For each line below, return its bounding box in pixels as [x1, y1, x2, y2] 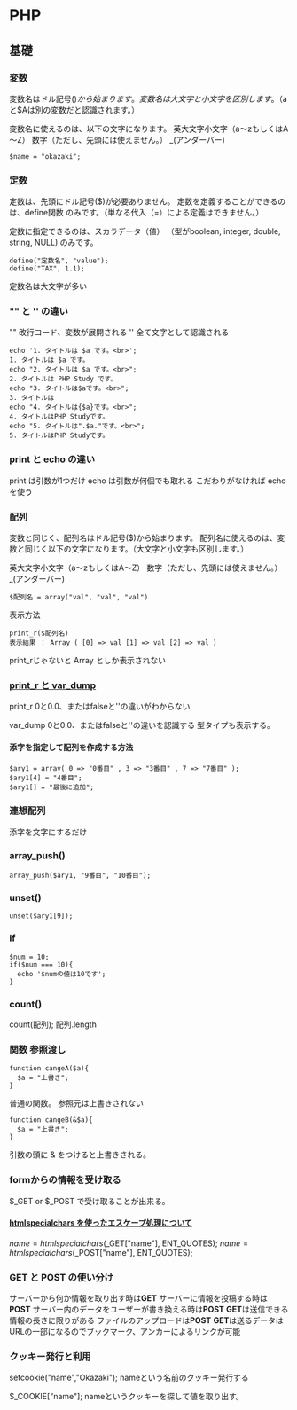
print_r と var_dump [9, 679, 97, 692]
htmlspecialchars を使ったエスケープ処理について [9, 1218, 193, 1228]
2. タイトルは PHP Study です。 [9, 374, 118, 384]
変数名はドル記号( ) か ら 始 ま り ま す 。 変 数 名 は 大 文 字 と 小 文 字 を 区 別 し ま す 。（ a [9, 93, 288, 104]
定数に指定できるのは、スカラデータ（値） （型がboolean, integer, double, [9, 226, 281, 237]
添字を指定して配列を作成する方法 [9, 741, 134, 752]
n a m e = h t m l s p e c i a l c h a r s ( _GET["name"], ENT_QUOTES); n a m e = [9, 1238, 249, 1249]
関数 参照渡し [9, 1043, 66, 1055]
